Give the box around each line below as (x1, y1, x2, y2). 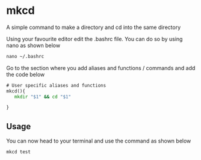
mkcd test (6, 149, 31, 155)
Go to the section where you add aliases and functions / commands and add (6, 64, 196, 71)
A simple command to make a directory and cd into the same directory (6, 24, 181, 31)
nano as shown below (6, 42, 61, 49)
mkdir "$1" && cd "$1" (14, 94, 71, 100)
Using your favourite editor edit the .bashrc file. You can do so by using (6, 35, 183, 42)
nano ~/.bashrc (6, 53, 45, 59)
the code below (6, 71, 45, 78)
